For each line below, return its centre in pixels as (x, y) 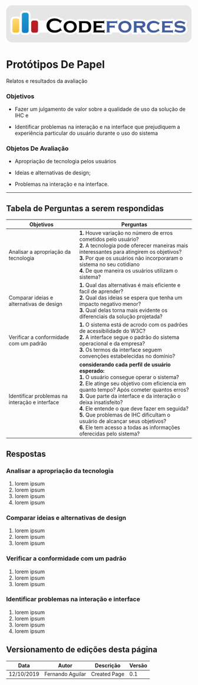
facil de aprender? (101, 292)
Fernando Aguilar (65, 674)
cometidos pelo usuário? (109, 239)
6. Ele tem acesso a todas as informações (130, 427)
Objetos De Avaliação (37, 148)
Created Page (108, 674)
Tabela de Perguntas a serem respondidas (85, 209)
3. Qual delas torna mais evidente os (123, 311)
